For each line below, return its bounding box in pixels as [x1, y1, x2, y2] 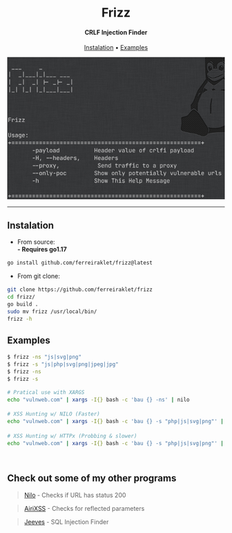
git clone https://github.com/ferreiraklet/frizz [7, 286, 153, 293]
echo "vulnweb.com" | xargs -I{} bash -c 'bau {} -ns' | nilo [7, 396, 190, 403]
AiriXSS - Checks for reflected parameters [23, 504, 145, 512]
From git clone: [17, 272, 61, 281]
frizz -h [7, 315, 32, 322]
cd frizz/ [7, 294, 36, 301]
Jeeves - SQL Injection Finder [23, 517, 109, 526]
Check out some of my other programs [7, 472, 177, 485]
